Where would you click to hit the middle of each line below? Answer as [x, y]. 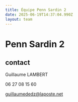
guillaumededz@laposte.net [34, 94]
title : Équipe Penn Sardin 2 [36, 10]
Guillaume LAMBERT [27, 75]
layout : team [19, 19]
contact [18, 63]
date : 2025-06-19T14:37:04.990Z [39, 15]
